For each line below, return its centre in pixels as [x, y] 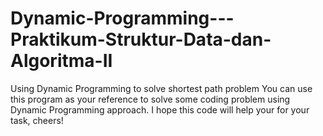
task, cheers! [37, 120]
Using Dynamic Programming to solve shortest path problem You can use [161, 88]
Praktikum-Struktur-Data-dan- [141, 39]
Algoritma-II [61, 61]
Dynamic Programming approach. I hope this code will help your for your [160, 109]
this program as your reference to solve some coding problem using [150, 99]
